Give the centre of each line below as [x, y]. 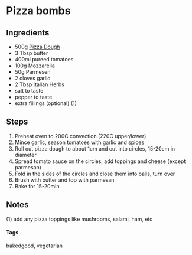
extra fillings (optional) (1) [45, 103]
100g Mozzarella [35, 66]
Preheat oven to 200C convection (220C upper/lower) [80, 136]
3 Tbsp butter [31, 53]
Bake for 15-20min [37, 186]
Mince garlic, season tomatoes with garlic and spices [79, 142]
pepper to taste [33, 97]
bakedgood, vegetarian [35, 246]
